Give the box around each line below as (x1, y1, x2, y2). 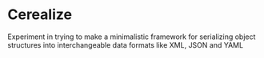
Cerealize (7, 6, 73, 24)
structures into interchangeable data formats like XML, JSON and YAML (7, 40, 244, 49)
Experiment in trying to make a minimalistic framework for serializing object (7, 32, 256, 41)
